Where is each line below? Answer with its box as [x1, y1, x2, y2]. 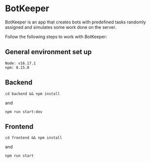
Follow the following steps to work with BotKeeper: [5, 34, 108, 40]
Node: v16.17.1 [5, 61, 36, 66]
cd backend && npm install [5, 91, 60, 96]
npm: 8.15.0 [5, 65, 29, 70]
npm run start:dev [5, 109, 43, 114]
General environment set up [5, 48, 92, 56]
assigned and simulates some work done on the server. [5, 24, 116, 30]
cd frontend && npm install [5, 135, 63, 141]
